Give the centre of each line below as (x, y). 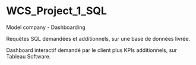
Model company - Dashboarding (46, 27)
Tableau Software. (29, 56)
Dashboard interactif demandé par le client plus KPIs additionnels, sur (91, 50)
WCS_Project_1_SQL (56, 11)
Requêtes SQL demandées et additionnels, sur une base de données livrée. (98, 38)
